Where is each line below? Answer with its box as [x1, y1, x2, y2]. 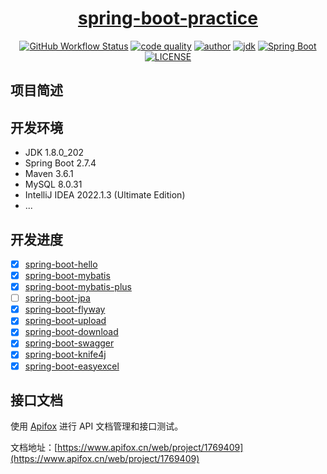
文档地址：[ [10, 442, 58, 454]
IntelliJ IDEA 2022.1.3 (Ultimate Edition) [24, 189, 186, 201]
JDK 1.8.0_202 [24, 147, 85, 159]
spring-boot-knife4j [24, 348, 107, 361]
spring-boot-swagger [24, 337, 115, 349]
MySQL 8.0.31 [24, 178, 83, 191]
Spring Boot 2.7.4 [24, 157, 97, 169]
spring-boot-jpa [24, 292, 91, 304]
